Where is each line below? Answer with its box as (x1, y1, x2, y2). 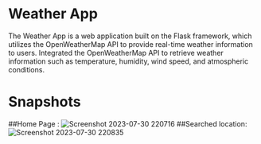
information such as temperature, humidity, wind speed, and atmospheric (8, 56, 249, 66)
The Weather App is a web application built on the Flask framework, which (8, 31, 252, 41)
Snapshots (8, 93, 81, 111)
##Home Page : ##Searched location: (8, 119, 247, 128)
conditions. (8, 64, 45, 74)
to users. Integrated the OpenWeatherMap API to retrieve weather (8, 48, 224, 57)
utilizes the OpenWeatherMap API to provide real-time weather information (8, 39, 253, 49)
